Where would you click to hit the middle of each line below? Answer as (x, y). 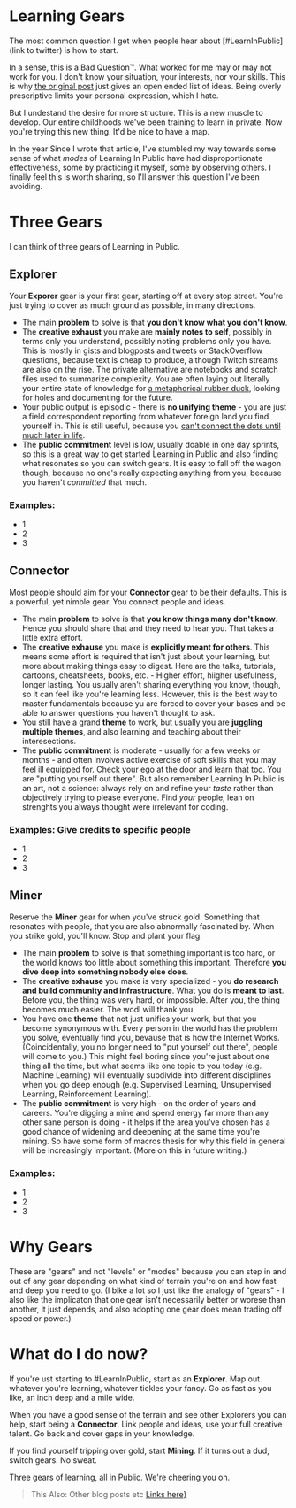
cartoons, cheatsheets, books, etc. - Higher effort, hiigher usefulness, (149, 675)
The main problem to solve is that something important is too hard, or (148, 952)
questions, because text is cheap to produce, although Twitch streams (150, 359)
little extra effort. (52, 637)
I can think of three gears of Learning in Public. (95, 246)
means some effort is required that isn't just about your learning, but (146, 656)
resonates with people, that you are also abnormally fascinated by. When (142, 926)
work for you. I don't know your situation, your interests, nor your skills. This (148, 76)
